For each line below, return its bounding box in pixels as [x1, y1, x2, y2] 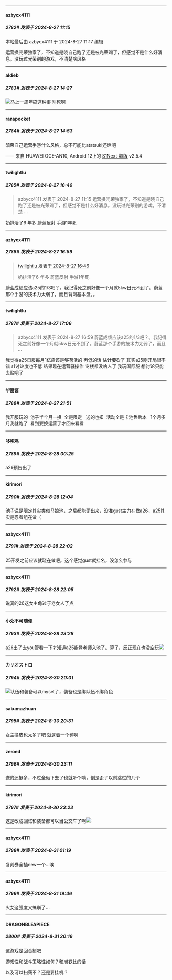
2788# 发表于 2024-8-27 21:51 [5, 400, 72, 406]
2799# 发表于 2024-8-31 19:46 [5, 890, 72, 896]
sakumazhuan [5, 705, 37, 711]
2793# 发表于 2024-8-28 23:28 [5, 631, 74, 637]
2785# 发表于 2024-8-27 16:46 [5, 182, 73, 188]
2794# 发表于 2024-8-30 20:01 [5, 674, 73, 680]
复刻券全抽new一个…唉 [5, 861, 54, 867]
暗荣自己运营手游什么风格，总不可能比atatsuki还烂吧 [5, 142, 116, 148]
